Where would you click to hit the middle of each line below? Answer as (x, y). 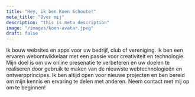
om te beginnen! (26, 88)
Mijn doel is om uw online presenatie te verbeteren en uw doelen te (88, 63)
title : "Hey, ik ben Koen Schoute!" (51, 11)
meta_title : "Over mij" (35, 17)
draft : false (22, 34)
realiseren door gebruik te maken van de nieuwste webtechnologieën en (94, 69)
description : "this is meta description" (58, 22)
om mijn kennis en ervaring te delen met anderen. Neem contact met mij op (98, 81)
